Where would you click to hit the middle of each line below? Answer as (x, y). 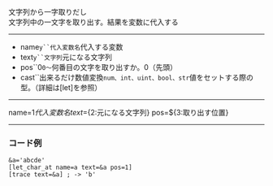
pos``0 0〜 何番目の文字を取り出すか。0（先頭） (98, 67)
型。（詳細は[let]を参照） (61, 87)
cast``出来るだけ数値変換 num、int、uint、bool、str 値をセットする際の (137, 77)
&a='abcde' (27, 161)
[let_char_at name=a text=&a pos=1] (70, 168)
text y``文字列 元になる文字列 (66, 57)
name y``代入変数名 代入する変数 (71, 47)
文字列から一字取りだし (48, 12)
